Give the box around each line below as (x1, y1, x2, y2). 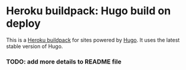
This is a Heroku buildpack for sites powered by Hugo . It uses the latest (6, 36, 180, 43)
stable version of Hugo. (6, 43, 63, 50)
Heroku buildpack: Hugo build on (6, 4, 171, 18)
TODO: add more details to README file (6, 58, 122, 66)
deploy (6, 17, 41, 30)
